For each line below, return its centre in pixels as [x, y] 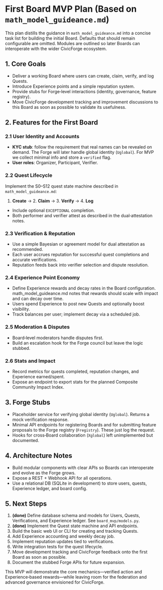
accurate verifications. [35, 260]
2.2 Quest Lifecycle [29, 175]
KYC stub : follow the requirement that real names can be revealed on [82, 147]
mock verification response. [40, 419]
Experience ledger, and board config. [50, 488]
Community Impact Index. [38, 387]
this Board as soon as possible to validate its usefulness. [69, 107]
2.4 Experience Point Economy [42, 277]
